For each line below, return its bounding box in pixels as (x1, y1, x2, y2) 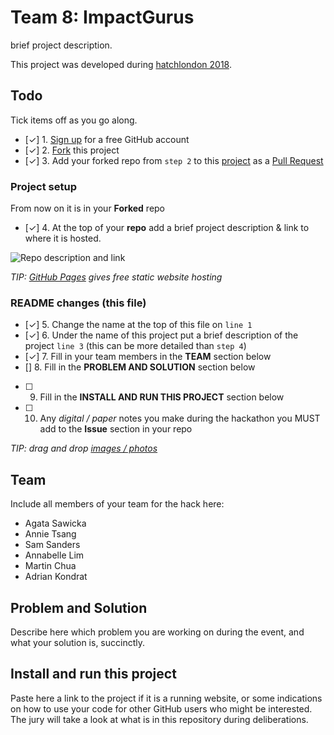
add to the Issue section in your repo (39, 423, 193, 435)
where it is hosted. (24, 232, 102, 245)
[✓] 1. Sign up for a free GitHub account (24, 133, 190, 145)
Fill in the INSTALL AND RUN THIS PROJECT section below (39, 391, 285, 403)
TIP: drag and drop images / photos (10, 442, 158, 455)
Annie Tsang (24, 528, 77, 540)
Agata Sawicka (24, 517, 87, 530)
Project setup (10, 179, 77, 193)
